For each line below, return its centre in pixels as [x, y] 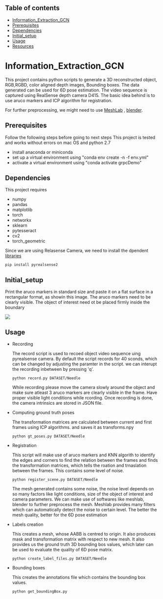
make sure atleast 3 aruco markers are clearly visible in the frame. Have [85, 392]
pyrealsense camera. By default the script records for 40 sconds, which [85, 359]
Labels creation [28, 524]
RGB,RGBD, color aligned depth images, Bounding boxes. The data [72, 85]
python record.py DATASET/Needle [46, 378]
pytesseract [24, 231]
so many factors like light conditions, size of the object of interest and [82, 494]
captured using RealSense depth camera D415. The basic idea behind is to [80, 95]
